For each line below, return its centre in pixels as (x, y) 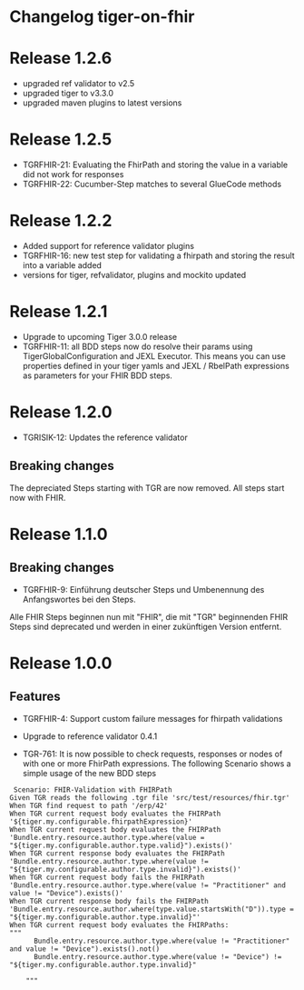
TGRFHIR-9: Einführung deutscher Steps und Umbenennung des (143, 589)
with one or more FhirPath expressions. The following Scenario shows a (157, 763)
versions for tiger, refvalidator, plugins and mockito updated (134, 275)
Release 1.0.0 (61, 663)
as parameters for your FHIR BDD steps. (97, 375)
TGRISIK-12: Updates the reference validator (105, 437)
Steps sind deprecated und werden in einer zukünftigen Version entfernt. (146, 626)
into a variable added (62, 265)
